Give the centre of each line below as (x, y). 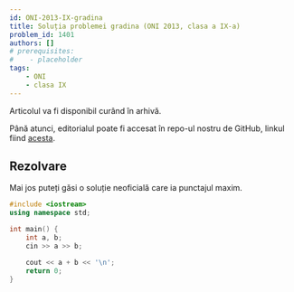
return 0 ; (44, 271)
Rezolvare (38, 167)
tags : (19, 69)
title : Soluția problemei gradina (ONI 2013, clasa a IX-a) (125, 26)
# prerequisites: (42, 52)
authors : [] (32, 43)
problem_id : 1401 (42, 34)
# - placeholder (46, 60)
